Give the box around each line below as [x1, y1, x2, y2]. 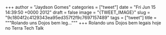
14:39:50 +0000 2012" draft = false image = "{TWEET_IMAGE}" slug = [5, 9, 150, 15]
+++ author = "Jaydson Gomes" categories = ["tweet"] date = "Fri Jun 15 [5, 4, 156, 10]
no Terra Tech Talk [5, 25, 44, 31]
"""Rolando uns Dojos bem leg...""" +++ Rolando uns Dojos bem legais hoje [5, 20, 161, 26]
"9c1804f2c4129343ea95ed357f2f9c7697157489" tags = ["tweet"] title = [5, 15, 157, 20]
